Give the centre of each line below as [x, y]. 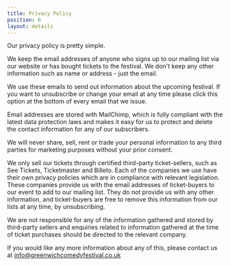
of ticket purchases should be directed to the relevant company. [97, 234]
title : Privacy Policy [39, 13]
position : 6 [24, 20]
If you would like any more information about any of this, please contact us [112, 248]
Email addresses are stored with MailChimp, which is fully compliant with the [115, 114]
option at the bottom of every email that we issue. [77, 101]
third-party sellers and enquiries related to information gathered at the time [113, 228]
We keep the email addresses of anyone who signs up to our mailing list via [113, 59]
